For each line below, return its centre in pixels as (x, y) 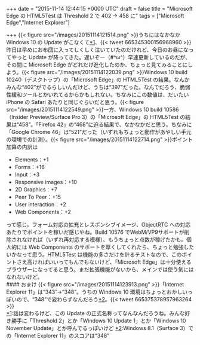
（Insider (17, 117)
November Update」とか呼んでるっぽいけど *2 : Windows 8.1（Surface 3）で (100, 328)
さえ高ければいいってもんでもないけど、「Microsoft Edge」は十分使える (104, 262)
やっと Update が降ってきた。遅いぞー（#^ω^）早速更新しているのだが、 (101, 57)
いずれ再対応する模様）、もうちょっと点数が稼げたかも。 (117, 239)
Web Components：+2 (43, 212)
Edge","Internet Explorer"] (38, 22)
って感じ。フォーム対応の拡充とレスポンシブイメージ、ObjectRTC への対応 (99, 225)
